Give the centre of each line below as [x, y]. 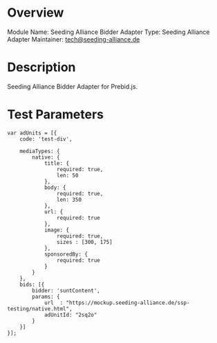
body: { [55, 187]
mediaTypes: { [40, 151]
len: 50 [67, 175]
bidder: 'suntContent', [66, 290]
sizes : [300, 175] [84, 242]
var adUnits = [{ [32, 133]
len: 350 [69, 200]
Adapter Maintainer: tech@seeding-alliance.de [74, 39]
